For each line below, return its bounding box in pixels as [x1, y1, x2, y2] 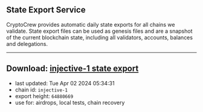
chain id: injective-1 [14, 86, 68, 93]
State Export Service [6, 5, 86, 15]
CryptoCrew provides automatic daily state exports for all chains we [6, 21, 175, 28]
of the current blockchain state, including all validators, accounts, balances [6, 33, 193, 41]
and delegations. [6, 40, 48, 47]
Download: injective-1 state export [6, 64, 139, 74]
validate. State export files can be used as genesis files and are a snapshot [6, 27, 193, 35]
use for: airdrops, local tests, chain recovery [14, 99, 125, 106]
